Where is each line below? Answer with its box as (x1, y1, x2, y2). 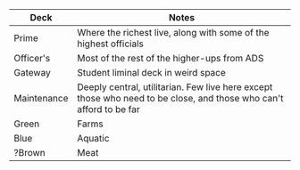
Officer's (13, 53, 51, 64)
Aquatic (77, 133, 110, 144)
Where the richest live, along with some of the (77, 27, 270, 38)
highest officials (77, 37, 145, 50)
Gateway (13, 67, 51, 78)
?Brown (13, 147, 46, 158)
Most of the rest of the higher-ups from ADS (77, 53, 264, 64)
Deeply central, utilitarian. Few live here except (77, 81, 273, 93)
